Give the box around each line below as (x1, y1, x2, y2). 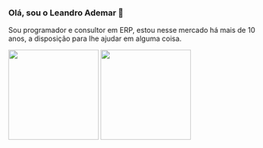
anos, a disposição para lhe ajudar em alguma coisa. (8, 34, 182, 43)
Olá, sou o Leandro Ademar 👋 (8, 7, 124, 18)
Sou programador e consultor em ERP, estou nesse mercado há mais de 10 (8, 26, 256, 35)
